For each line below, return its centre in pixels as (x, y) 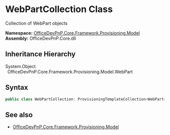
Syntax (17, 87)
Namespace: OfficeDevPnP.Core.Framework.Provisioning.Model (73, 33)
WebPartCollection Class (59, 9)
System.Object (20, 66)
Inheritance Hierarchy (40, 54)
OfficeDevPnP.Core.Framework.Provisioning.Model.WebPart (70, 72)
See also (19, 115)
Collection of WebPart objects (36, 23)
